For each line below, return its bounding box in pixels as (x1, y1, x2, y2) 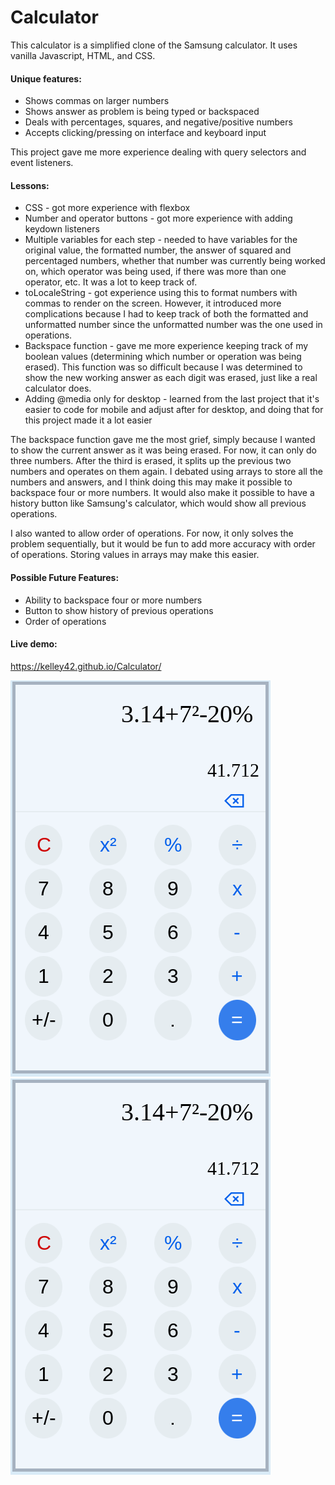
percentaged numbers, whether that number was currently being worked (24, 255, 326, 267)
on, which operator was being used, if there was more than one (24, 266, 287, 278)
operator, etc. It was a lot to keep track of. (24, 276, 198, 288)
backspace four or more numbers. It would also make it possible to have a (10, 487, 315, 499)
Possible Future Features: (10, 571, 120, 583)
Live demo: (10, 638, 58, 650)
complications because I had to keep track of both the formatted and (24, 308, 309, 320)
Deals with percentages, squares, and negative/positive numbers (24, 116, 293, 128)
